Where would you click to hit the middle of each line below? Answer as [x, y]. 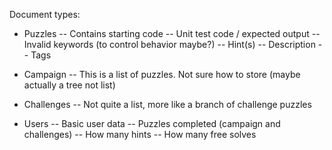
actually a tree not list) [69, 85]
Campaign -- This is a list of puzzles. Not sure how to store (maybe [162, 74]
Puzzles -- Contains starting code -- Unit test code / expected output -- [172, 33]
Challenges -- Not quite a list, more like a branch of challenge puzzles [167, 104]
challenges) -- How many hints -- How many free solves [140, 134]
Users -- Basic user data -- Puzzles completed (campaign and [152, 123]
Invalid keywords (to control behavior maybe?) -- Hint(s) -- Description [169, 44]
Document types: [45, 14]
